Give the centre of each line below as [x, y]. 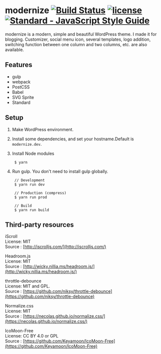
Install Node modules [33, 153]
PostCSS [21, 87]
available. [15, 50]
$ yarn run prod [31, 197]
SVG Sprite [23, 97]
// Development [29, 180]
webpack [21, 82]
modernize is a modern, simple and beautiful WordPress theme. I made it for [81, 34]
